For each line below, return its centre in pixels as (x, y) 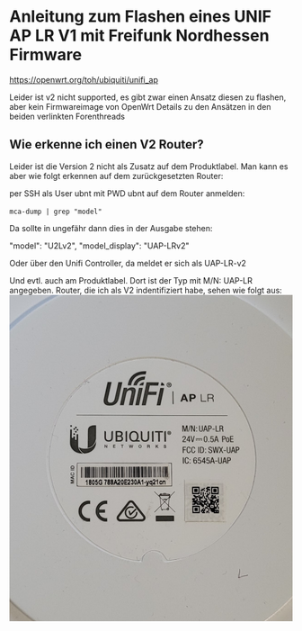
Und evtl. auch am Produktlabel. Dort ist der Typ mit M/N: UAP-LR (131, 280)
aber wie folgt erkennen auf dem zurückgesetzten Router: (116, 176)
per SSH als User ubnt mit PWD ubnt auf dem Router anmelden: (127, 193)
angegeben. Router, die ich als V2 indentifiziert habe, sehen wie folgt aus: (146, 290)
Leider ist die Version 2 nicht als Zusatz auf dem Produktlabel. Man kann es (149, 166)
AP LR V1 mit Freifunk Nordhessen (139, 36)
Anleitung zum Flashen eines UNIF (141, 17)
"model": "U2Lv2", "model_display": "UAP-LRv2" (99, 246)
